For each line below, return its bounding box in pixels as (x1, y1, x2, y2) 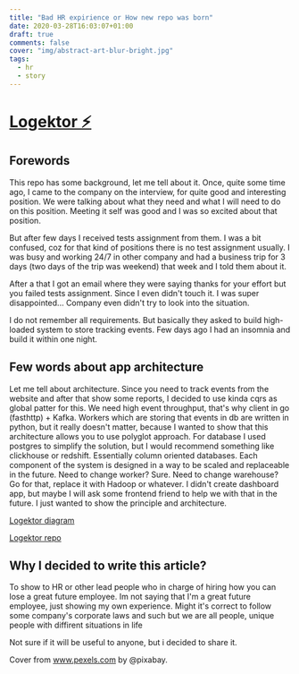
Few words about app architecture (9, 360, 203, 375)
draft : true (9, 30, 54, 38)
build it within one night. (9, 333, 98, 345)
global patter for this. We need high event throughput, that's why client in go (9, 402, 290, 413)
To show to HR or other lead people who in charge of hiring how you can (9, 582, 277, 593)
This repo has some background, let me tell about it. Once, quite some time (9, 176, 286, 188)
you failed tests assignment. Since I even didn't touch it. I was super (9, 287, 260, 298)
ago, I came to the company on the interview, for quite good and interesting (9, 186, 287, 197)
